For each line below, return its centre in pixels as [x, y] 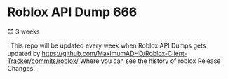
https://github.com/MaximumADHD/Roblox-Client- [114, 53]
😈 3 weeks [24, 31]
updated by [24, 53]
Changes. [21, 68]
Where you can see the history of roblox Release [150, 61]
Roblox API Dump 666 [72, 12]
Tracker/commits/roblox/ [43, 61]
